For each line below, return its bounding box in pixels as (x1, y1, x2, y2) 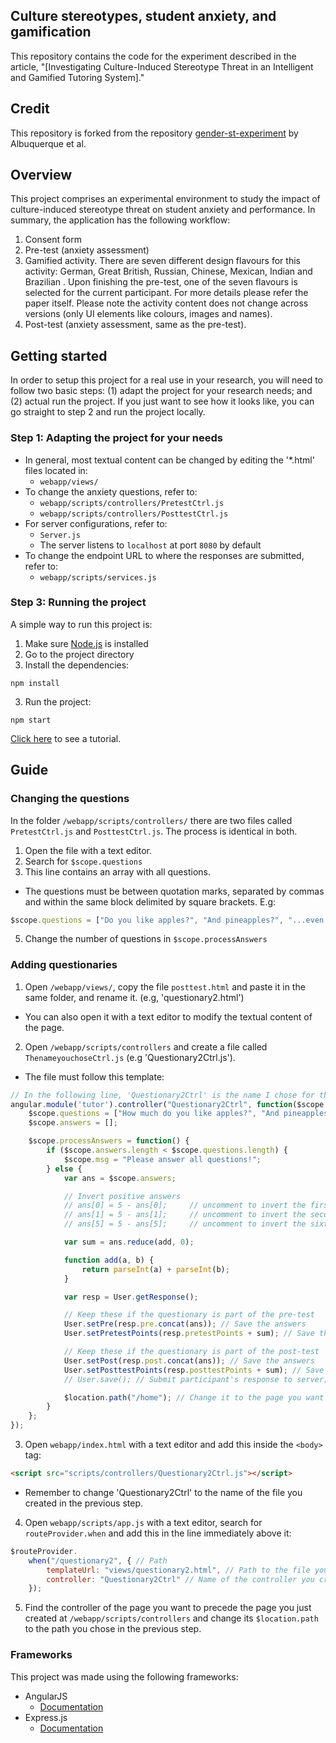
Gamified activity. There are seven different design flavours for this (24, 255, 301, 267)
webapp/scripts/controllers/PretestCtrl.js (39, 498, 225, 508)
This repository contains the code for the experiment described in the (10, 50, 297, 62)
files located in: (24, 464, 88, 476)
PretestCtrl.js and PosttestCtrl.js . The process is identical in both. (10, 825, 298, 837)
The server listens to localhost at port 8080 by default (39, 539, 262, 551)
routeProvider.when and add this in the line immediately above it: (24, 1527, 292, 1539)
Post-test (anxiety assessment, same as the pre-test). (24, 319, 247, 331)
